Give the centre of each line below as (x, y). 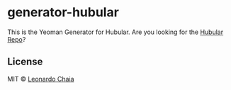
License (25, 62)
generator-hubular (63, 12)
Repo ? (17, 39)
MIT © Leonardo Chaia (41, 79)
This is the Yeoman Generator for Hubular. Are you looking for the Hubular (115, 32)
